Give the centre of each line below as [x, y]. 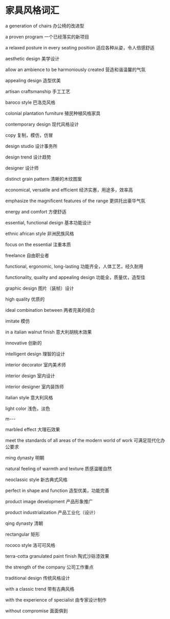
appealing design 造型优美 [33, 80]
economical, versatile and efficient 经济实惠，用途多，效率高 [69, 190]
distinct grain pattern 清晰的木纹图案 [44, 179]
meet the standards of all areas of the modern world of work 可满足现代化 [83, 440]
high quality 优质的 [25, 299]
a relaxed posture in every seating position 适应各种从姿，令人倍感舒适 [80, 47]
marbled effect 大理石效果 [33, 429]
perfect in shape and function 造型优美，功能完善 [57, 490]
